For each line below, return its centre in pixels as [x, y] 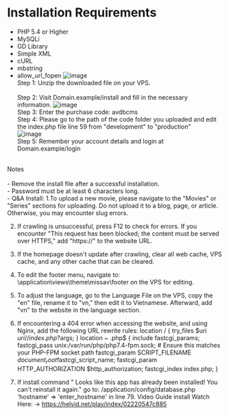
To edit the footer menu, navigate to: [69, 274]
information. [34, 104]
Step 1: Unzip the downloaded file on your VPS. [84, 82]
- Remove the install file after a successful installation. [83, 183]
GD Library [32, 46]
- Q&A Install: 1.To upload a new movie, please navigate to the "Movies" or [112, 198]
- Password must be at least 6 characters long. [73, 191]
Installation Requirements [82, 13]
